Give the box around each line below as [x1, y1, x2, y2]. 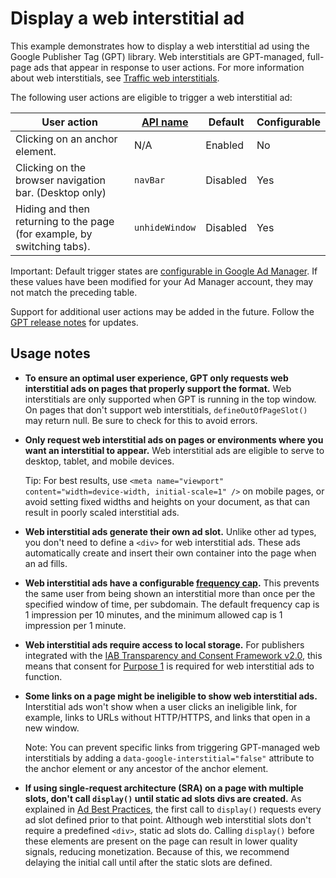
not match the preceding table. [10, 286, 138, 298]
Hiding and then [15, 202, 91, 216]
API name [141, 115, 189, 129]
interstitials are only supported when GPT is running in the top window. [24, 393, 317, 405]
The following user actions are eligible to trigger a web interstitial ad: [10, 91, 293, 103]
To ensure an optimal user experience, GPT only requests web [24, 372, 289, 384]
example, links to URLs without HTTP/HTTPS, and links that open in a [24, 711, 311, 723]
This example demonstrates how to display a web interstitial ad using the [10, 40, 310, 52]
